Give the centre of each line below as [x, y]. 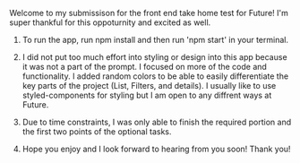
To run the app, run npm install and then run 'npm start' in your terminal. [155, 40]
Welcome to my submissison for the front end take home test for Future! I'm [149, 13]
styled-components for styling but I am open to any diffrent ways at [147, 95]
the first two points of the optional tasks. [97, 132]
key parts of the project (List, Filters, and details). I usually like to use [149, 86]
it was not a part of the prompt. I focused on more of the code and [144, 67]
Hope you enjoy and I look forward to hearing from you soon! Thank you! [156, 149]
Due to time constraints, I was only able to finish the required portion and [157, 122]
